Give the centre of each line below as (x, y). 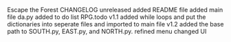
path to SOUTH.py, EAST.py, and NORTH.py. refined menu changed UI (107, 31)
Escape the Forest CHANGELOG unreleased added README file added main (115, 10)
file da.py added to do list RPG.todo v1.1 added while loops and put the (107, 17)
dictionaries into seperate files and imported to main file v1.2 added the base (115, 24)
